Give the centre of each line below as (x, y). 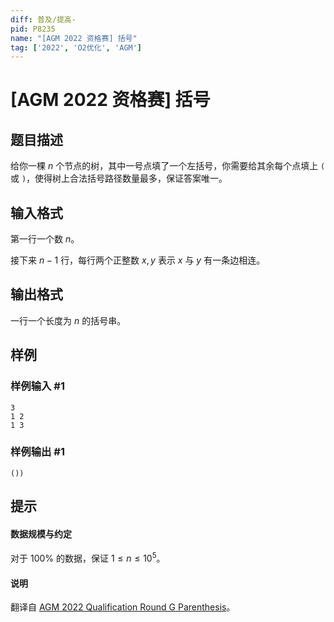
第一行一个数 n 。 (45, 239)
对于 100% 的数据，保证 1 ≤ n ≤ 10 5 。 (88, 558)
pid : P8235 (33, 29)
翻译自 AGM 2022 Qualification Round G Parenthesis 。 (123, 607)
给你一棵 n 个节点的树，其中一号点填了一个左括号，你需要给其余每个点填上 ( (168, 166)
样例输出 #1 (37, 452)
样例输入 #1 (37, 386)
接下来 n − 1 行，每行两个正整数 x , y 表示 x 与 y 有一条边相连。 (138, 260)
